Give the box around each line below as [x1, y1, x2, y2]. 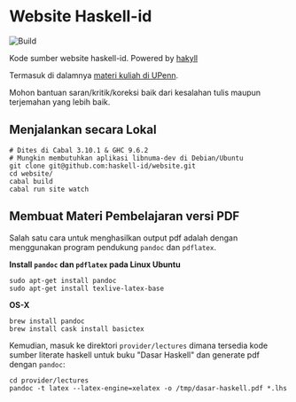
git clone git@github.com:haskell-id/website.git [9, 162, 197, 170]
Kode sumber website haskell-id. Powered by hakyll [9, 52, 199, 63]
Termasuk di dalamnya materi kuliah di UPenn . [9, 69, 179, 81]
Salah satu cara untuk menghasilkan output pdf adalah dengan [9, 233, 238, 243]
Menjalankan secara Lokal [9, 122, 157, 138]
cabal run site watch [9, 185, 90, 193]
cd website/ [9, 169, 53, 178]
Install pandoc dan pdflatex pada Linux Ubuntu [9, 259, 181, 270]
